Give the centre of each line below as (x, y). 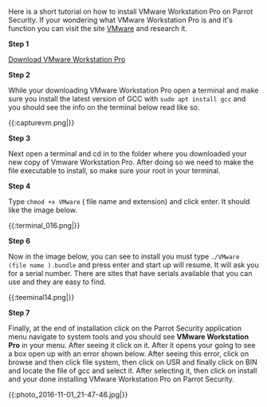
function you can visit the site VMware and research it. (98, 28)
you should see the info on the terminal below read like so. (104, 107)
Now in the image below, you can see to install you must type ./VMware (124, 256)
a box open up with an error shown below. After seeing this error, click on (129, 354)
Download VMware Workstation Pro (67, 59)
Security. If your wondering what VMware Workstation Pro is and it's (121, 20)
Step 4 (20, 186)
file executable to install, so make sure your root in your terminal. (114, 170)
